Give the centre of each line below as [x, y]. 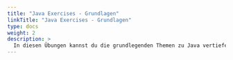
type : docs [23, 26]
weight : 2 [21, 33]
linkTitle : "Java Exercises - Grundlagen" [69, 20]
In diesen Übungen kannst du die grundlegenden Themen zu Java [106, 46]
